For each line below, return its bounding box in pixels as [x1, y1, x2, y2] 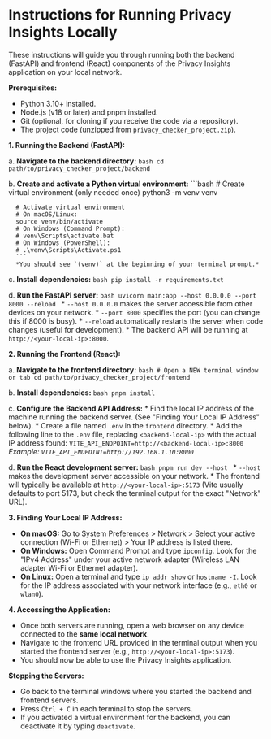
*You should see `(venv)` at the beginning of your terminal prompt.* [15, 260, 260, 268]
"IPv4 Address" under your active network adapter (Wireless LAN [19, 554, 240, 564]
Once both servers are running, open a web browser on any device [19, 620, 245, 630]
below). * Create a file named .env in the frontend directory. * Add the [8, 420, 243, 430]
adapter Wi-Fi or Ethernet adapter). [19, 563, 139, 572]
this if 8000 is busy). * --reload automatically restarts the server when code [8, 315, 264, 326]
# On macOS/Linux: [15, 210, 79, 219]
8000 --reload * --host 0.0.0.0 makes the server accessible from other [8, 298, 253, 308]
